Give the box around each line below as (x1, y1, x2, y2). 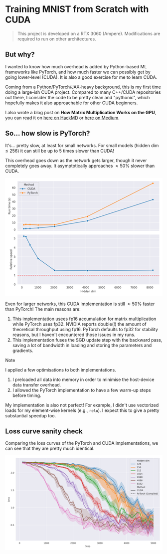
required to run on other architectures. (17, 36, 96, 42)
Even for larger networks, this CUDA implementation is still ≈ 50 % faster (5, 301, 155, 307)
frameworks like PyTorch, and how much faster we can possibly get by (5, 69, 151, 75)
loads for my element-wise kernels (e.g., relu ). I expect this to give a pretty (5, 407, 160, 413)
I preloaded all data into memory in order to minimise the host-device (12, 376, 155, 382)
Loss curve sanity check (5, 427, 83, 435)
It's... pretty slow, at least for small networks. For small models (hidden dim (5, 142, 159, 148)
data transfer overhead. (12, 381, 61, 387)
